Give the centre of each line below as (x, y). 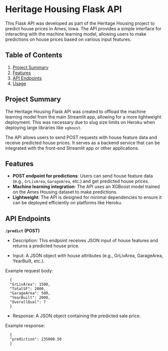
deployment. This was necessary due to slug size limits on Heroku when (80, 122)
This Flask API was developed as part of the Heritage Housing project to (80, 23)
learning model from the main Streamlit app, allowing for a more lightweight (83, 116)
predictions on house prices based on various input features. (68, 39)
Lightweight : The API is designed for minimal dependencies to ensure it (87, 197)
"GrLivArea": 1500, (30, 284)
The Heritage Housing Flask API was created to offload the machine (75, 111)
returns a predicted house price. (46, 246)
